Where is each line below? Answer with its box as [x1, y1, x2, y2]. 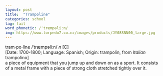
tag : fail [5, 21, 26, 26]
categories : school [5, 16, 46, 21]
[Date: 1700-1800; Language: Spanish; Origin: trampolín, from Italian [5, 49, 146, 55]
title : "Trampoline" [5, 12, 50, 17]
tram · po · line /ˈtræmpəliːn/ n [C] [5, 44, 69, 50]
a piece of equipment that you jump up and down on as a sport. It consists [5, 60, 158, 66]
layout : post [5, 7, 32, 12]
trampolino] [5, 55, 29, 60]
